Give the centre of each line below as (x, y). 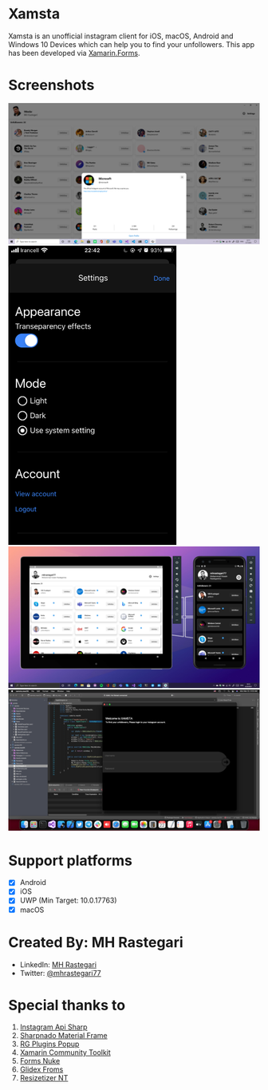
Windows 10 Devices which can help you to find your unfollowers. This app (132, 44)
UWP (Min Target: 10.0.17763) (68, 900)
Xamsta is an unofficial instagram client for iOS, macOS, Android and (121, 36)
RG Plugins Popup (49, 1044)
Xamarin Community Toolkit (65, 1052)
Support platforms (71, 861)
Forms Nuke (40, 1061)
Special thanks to (67, 1005)
